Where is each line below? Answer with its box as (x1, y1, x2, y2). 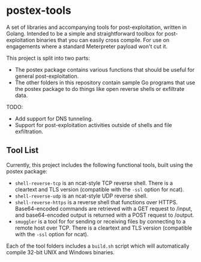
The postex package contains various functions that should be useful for (14, 66, 195, 73)
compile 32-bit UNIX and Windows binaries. (6, 248, 115, 256)
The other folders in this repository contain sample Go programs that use (14, 79, 196, 86)
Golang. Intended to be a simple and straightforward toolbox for (6, 30, 164, 37)
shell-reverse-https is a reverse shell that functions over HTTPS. (14, 198, 178, 205)
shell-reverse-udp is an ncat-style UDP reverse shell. (14, 192, 148, 199)
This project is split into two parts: (6, 54, 90, 61)
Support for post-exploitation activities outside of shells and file (14, 121, 172, 128)
